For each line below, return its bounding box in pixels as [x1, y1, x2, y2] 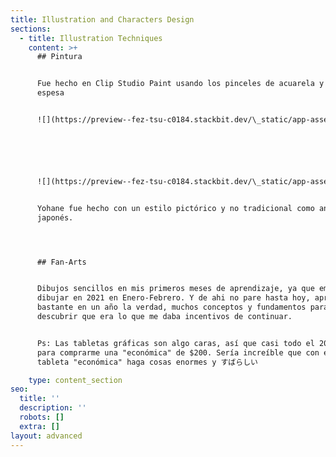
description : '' [19, 403, 87, 413]
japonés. [36, 212, 74, 223]
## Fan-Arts [36, 257, 87, 267]
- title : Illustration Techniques [19, 33, 163, 43]
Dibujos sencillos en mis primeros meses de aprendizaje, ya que [36, 284, 315, 294]
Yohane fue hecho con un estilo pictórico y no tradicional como [36, 203, 315, 213]
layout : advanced [10, 431, 83, 441]
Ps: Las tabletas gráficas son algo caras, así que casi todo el [36, 338, 315, 348]
